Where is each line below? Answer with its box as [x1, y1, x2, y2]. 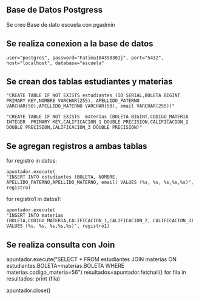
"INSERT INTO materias [6, 213, 64, 219]
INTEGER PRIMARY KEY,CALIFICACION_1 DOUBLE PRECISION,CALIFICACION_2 [6, 119, 189, 125]
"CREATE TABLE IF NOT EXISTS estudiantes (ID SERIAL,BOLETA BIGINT [6, 92, 181, 99]
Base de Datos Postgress [6, 5, 103, 15]
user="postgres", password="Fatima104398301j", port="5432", [6, 55, 164, 61]
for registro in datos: [6, 157, 58, 165]
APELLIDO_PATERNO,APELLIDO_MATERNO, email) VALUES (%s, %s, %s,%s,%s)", [6, 179, 194, 186]
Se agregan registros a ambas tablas [6, 141, 147, 151]
